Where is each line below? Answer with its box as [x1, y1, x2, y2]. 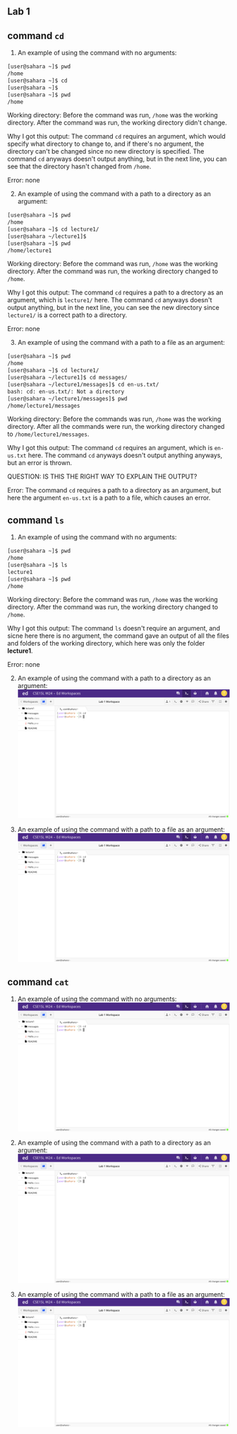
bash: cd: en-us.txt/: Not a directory [7, 389, 125, 396]
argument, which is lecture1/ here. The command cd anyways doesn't [7, 296, 212, 304]
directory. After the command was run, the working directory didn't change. [7, 118, 227, 127]
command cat [7, 976, 69, 988]
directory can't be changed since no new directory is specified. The [7, 147, 205, 156]
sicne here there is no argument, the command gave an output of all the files [7, 631, 229, 640]
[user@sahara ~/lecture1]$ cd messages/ [7, 374, 128, 382]
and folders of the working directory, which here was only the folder [7, 639, 205, 648]
